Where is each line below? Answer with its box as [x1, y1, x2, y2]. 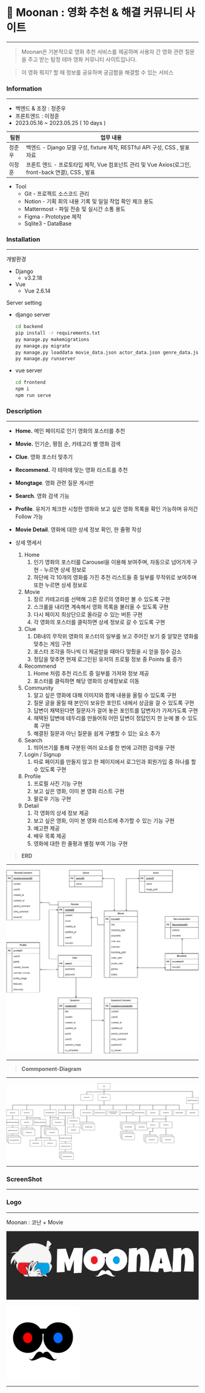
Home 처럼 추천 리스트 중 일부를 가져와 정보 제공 [33, 670, 149, 677]
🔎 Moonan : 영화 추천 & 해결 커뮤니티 [6, 6, 183, 20]
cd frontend [15, 379, 46, 386]
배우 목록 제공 [33, 832, 67, 840]
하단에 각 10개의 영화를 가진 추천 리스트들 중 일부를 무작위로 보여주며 [33, 573, 197, 581]
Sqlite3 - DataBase [24, 220, 72, 227]
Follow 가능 [15, 513, 43, 520]
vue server [15, 367, 43, 374]
